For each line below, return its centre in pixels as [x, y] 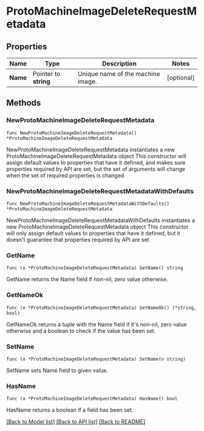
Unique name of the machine [119, 74]
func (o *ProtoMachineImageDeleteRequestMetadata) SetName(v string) [96, 359]
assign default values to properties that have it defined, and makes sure [96, 162]
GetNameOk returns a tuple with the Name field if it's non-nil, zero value [97, 324]
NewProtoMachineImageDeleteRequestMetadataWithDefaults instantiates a [101, 220]
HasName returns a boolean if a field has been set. [70, 410]
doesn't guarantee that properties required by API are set [78, 240]
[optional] [181, 78]
